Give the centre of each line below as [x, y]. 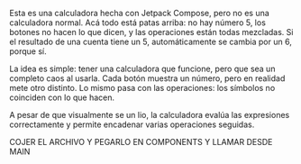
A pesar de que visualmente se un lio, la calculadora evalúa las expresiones [150, 115]
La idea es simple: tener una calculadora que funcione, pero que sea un [142, 68]
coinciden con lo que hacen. [62, 97]
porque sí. [28, 51]
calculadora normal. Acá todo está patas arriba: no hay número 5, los [137, 23]
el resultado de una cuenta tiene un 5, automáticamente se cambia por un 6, [151, 41]
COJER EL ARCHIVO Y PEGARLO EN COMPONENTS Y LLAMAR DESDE [141, 142]
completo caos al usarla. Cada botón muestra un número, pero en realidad [147, 78]
